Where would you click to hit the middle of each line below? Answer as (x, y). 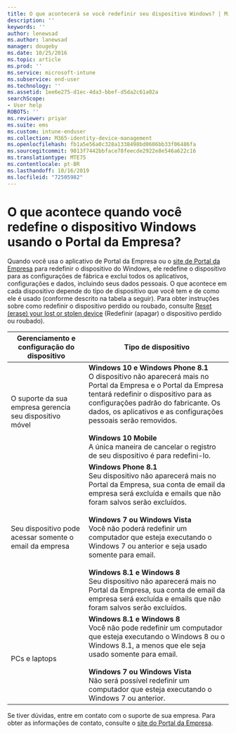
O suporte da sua (39, 399)
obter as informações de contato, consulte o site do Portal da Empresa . (110, 723)
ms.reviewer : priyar (38, 118)
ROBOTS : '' (23, 112)
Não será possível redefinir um (139, 681)
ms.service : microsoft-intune (52, 72)
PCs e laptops (34, 659)
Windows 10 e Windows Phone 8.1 (148, 368)
